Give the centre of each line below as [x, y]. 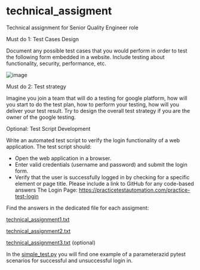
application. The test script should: [49, 146]
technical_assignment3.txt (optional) [51, 243]
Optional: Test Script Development [48, 128]
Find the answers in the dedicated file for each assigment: [78, 208]
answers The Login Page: [46, 190]
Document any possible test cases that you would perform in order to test [97, 50]
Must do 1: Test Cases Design [43, 39]
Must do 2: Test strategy [36, 86]
